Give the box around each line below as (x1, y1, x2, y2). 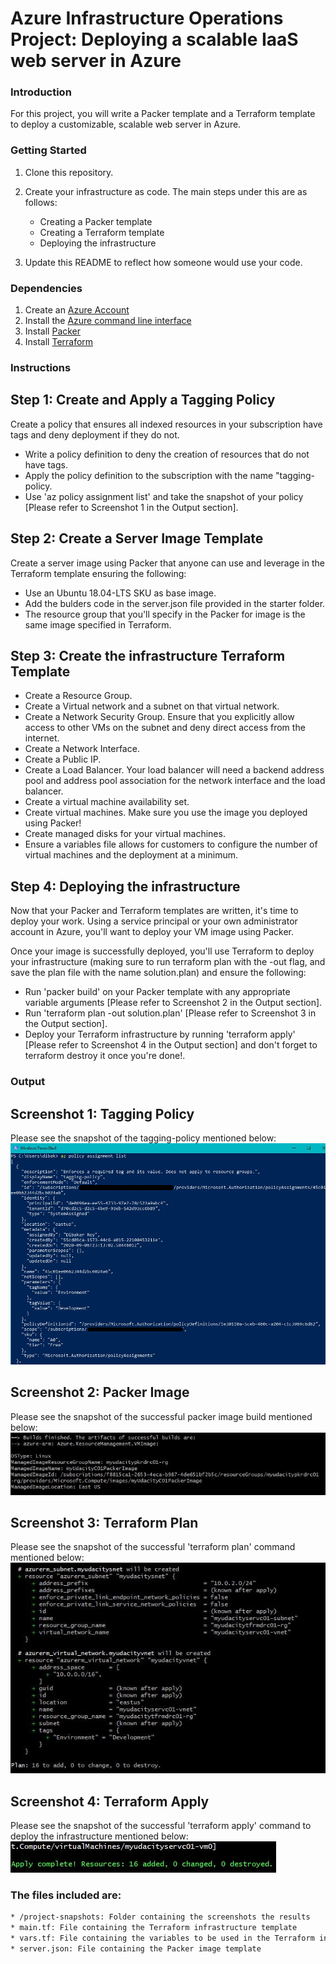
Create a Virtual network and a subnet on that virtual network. (24, 700, 280, 712)
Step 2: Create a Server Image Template (10, 530, 264, 547)
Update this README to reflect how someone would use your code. (24, 256, 303, 268)
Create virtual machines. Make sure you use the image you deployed (24, 807, 308, 819)
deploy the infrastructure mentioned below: (10, 1830, 189, 1842)
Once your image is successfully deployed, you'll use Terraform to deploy (10, 945, 315, 957)
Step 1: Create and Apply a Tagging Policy (10, 392, 276, 409)
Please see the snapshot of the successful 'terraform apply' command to (10, 1820, 312, 1832)
